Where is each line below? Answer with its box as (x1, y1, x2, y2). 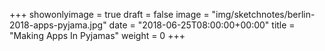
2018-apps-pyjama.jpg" (9, 19, 107, 31)
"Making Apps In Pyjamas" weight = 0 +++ (9, 30, 186, 41)
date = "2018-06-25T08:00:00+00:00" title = (108, 19, 296, 31)
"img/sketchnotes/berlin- (211, 9, 316, 20)
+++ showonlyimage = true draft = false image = (9, 9, 210, 20)
